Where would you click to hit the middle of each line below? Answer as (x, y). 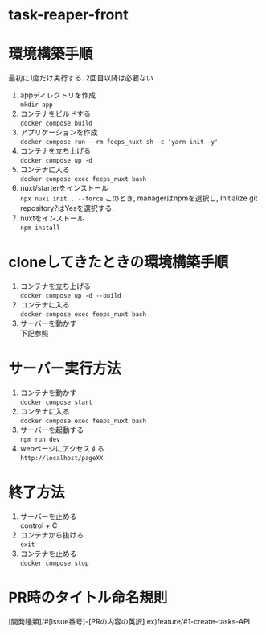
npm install (40, 228)
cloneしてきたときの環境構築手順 (119, 262)
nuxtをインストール (52, 218)
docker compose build (56, 124)
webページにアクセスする (62, 449)
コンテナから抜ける (52, 535)
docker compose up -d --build (71, 296)
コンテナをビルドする (55, 113)
